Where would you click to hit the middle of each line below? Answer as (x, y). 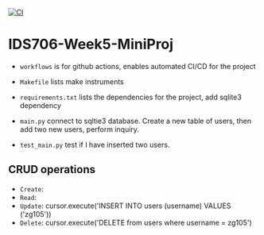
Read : (28, 197)
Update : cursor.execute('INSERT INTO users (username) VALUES (125, 206)
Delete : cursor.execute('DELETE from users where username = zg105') (136, 222)
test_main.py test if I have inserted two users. (95, 144)
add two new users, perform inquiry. (79, 129)
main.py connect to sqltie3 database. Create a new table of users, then (136, 121)
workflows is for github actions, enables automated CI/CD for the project (138, 66)
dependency (41, 105)
